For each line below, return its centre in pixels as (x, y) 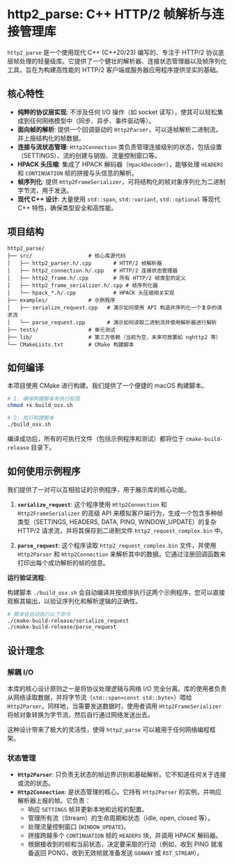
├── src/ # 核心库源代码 (67, 256)
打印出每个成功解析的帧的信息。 (63, 562)
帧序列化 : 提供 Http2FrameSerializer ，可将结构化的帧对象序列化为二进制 (121, 181)
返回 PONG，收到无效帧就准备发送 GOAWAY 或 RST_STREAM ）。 (118, 853)
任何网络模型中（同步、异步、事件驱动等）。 (92, 121)
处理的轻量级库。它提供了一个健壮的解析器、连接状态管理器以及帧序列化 (123, 61)
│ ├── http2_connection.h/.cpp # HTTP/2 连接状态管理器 (93, 270)
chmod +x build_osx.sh (40, 406)
